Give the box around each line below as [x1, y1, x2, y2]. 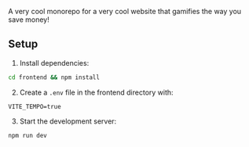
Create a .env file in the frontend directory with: [19, 88, 174, 97]
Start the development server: [19, 117, 117, 126]
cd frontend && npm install [8, 73, 101, 81]
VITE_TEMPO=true [8, 102, 61, 110]
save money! [8, 15, 49, 24]
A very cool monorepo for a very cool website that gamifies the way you [8, 7, 242, 16]
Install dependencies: [19, 58, 90, 67]
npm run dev [8, 131, 47, 139]
